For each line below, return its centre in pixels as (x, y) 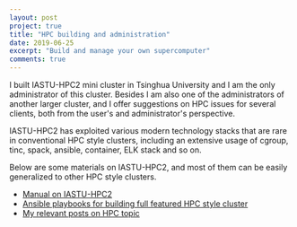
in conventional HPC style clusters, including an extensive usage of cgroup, (149, 140)
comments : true (38, 59)
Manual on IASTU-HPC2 (67, 194)
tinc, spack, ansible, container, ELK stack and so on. (105, 150)
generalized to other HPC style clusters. (83, 177)
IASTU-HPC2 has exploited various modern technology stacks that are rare (148, 131)
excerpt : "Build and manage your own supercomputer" (110, 51)
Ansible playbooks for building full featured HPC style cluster (135, 204)
